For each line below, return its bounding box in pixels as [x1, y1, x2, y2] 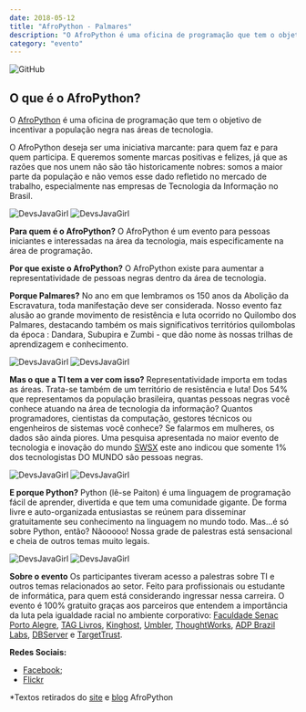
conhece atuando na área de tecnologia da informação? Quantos [9, 403, 253, 414]
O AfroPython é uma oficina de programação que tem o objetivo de [9, 115, 262, 126]
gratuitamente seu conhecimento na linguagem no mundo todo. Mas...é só [9, 517, 290, 528]
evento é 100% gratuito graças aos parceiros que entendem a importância [9, 600, 289, 612]
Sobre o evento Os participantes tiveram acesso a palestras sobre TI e [9, 571, 275, 582]
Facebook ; [22, 665, 64, 675]
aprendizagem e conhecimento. [9, 339, 129, 350]
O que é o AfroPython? [9, 90, 141, 106]
